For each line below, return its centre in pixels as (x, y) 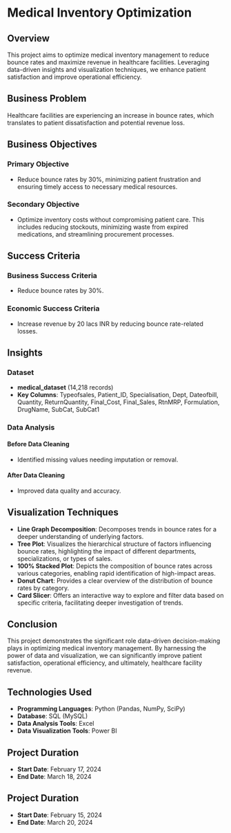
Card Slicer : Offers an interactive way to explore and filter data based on (120, 595)
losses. (27, 331)
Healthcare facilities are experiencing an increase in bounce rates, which (111, 115)
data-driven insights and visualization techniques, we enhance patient (107, 70)
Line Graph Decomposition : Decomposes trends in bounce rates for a (117, 529)
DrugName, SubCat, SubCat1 (58, 410)
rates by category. (43, 588)
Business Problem (47, 99)
